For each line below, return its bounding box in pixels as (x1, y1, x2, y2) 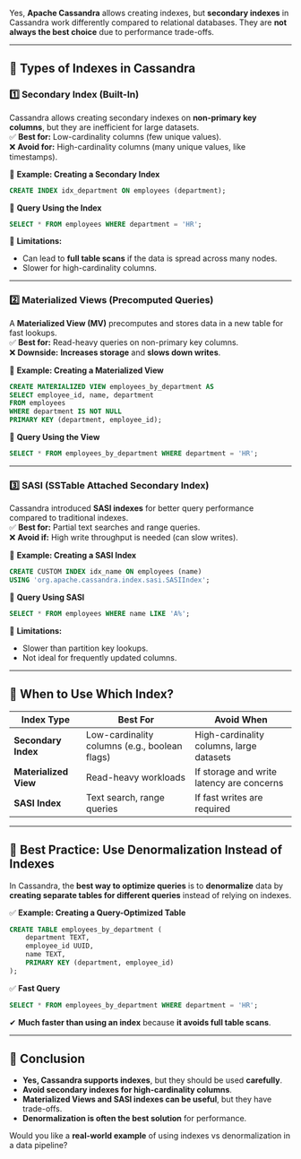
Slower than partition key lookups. (21, 643, 149, 653)
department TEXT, (25, 933, 90, 942)
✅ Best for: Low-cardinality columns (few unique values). (9, 131, 222, 142)
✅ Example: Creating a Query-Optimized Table (9, 907, 186, 918)
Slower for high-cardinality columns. (21, 263, 157, 273)
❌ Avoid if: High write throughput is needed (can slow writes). (9, 532, 239, 543)
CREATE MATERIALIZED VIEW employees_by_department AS (9, 382, 215, 391)
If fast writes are (194, 791, 263, 803)
